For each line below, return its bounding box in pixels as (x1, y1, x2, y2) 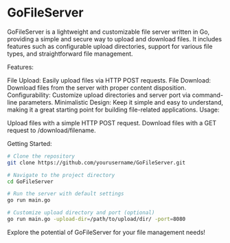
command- (192, 91, 224, 99)
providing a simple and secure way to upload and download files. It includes (7, 34, 222, 43)
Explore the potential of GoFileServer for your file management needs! (7, 228, 206, 236)
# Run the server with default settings (7, 191, 125, 198)
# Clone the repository (7, 153, 76, 160)
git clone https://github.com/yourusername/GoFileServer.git (7, 159, 186, 166)
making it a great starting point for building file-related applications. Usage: (7, 105, 220, 114)
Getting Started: (7, 139, 53, 147)
